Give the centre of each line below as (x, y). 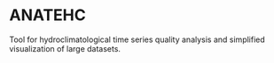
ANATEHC (47, 15)
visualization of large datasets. (65, 48)
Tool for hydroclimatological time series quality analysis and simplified (137, 39)
